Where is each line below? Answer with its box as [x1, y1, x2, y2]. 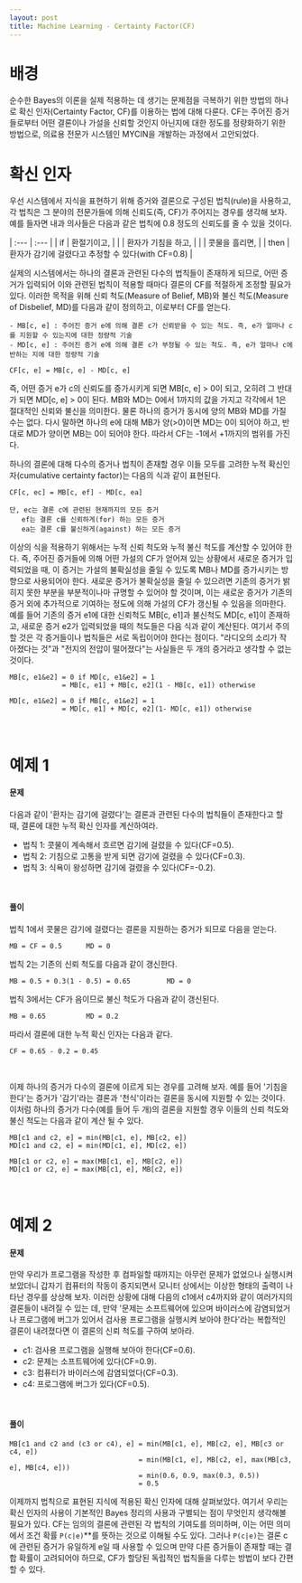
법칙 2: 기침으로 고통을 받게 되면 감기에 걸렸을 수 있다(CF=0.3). [22, 851, 245, 862]
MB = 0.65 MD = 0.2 [9, 1012, 119, 1021]
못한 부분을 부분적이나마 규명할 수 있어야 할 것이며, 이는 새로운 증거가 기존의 [25, 587, 293, 598]
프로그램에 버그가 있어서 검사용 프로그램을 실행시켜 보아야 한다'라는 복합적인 [18, 1314, 287, 1325]
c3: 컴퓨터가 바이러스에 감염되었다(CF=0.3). [22, 1367, 178, 1379]
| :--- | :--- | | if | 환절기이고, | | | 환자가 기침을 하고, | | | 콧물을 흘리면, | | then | [9, 237, 290, 249]
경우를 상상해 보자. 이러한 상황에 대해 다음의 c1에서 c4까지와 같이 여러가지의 [25, 1292, 293, 1303]
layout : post [9, 13, 59, 23]
